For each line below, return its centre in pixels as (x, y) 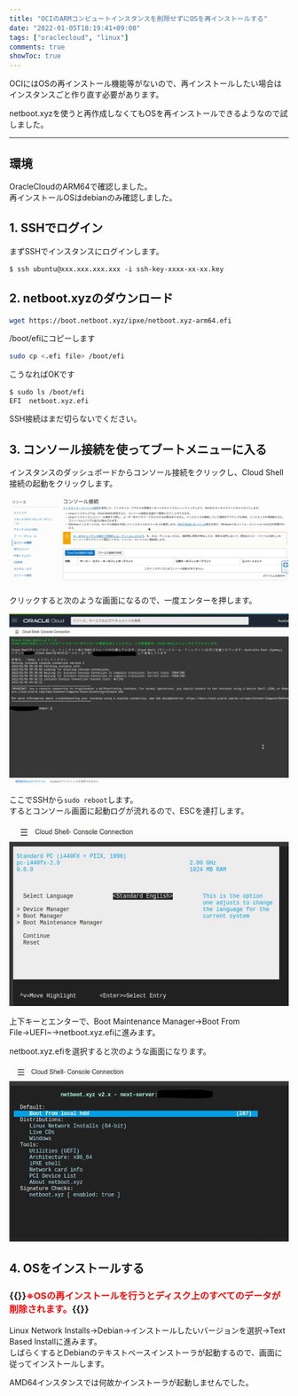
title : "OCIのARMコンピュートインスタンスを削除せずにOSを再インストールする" (138, 19)
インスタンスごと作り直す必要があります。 (86, 95)
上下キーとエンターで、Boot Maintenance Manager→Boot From (125, 1021)
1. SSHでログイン (56, 228)
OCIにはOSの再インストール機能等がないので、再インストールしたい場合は (145, 83)
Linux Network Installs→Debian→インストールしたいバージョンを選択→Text (147, 1330)
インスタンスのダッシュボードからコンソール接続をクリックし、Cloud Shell (146, 472)
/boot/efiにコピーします (52, 339)
